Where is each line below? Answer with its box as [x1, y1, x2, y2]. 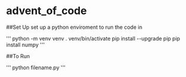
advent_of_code [6, 4, 87, 18]
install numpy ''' [6, 41, 45, 48]
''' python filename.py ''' [6, 63, 66, 71]
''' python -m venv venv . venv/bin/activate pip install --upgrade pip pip [6, 35, 181, 42]
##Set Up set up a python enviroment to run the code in [6, 24, 143, 31]
